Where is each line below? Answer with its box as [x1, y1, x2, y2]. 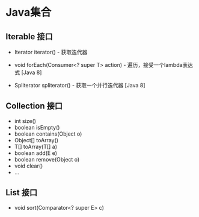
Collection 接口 [5, 101, 63, 112]
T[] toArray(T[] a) [14, 143, 58, 150]
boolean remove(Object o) [14, 156, 80, 163]
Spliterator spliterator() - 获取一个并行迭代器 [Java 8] [14, 82, 145, 89]
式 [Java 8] [14, 69, 42, 76]
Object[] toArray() [14, 136, 58, 143]
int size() [14, 117, 37, 124]
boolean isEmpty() [14, 124, 60, 131]
